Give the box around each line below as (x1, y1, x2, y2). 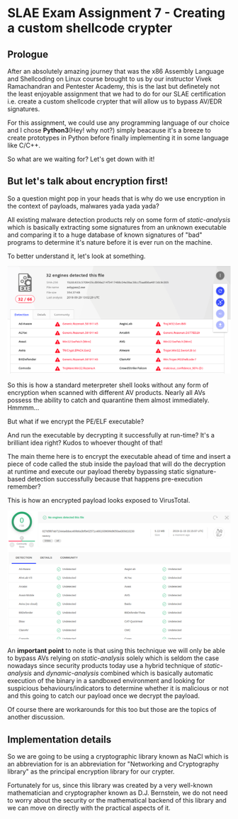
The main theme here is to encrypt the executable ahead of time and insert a (7, 452, 231, 461)
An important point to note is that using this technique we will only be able (7, 647, 225, 655)
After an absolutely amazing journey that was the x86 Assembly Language (7, 67, 225, 75)
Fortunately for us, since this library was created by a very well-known (7, 781, 213, 790)
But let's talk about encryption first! (7, 175, 169, 187)
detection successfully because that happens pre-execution (27, 475, 203, 484)
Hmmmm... (7, 403, 40, 412)
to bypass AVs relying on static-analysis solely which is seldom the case (7, 654, 220, 662)
